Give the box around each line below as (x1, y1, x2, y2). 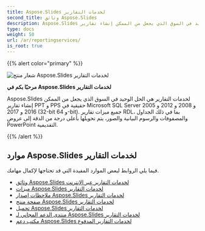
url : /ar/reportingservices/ (7, 37, 81, 43)
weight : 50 (7, 32, 35, 38)
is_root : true (7, 43, 43, 49)
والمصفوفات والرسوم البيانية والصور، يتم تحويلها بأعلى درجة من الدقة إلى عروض (7, 114, 188, 122)
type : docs (7, 26, 35, 32)
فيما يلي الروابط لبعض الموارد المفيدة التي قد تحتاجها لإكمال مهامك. (7, 166, 159, 174)
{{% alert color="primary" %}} (7, 59, 83, 67)
